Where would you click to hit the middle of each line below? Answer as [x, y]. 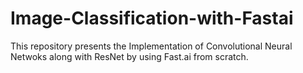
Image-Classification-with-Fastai [152, 18]
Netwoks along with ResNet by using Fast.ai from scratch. [129, 56]
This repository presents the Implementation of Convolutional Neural [151, 46]
